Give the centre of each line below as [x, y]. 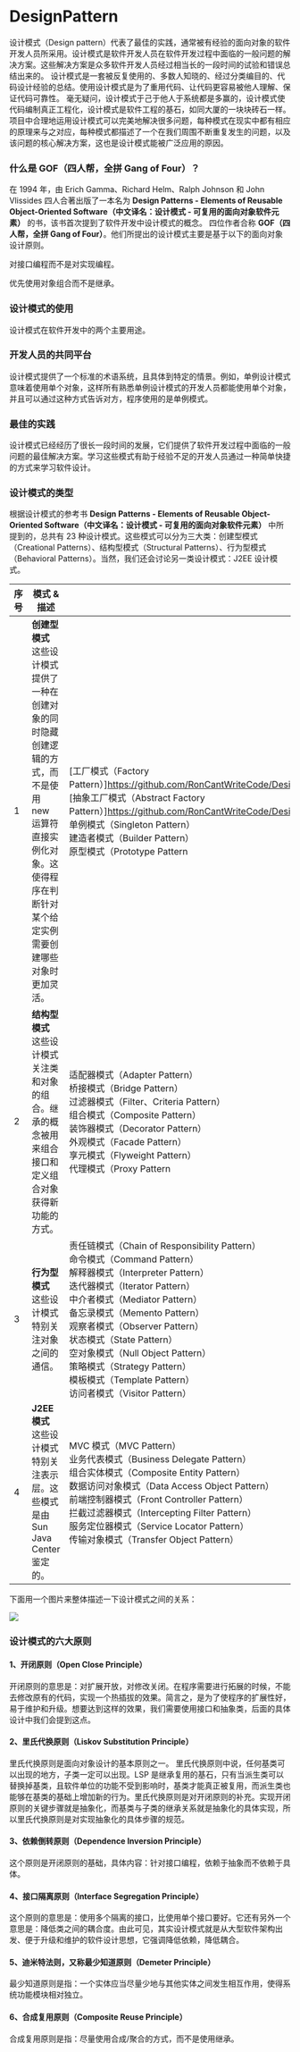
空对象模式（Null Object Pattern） [140, 1353]
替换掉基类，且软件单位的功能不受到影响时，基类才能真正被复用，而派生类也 [150, 1786]
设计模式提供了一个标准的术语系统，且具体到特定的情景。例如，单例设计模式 [150, 376]
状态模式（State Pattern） [123, 1340]
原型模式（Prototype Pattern [128, 852]
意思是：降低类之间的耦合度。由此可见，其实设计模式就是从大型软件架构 [142, 1929]
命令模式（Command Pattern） [133, 1259]
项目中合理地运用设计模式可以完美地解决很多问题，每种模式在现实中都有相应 [150, 120]
